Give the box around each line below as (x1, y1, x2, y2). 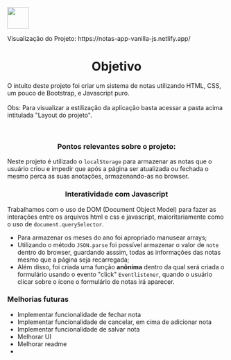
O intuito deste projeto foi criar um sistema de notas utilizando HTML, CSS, (7, 81, 222, 89)
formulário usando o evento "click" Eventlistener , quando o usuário (17, 270, 213, 278)
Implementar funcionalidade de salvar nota (17, 325, 140, 333)
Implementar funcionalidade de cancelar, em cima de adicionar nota (17, 318, 212, 326)
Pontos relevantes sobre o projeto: (57, 141, 176, 151)
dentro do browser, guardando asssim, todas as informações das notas (17, 248, 221, 256)
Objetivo (91, 59, 142, 75)
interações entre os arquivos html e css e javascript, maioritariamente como (7, 213, 224, 221)
